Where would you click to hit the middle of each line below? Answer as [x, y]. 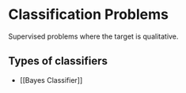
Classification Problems [88, 15]
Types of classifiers [58, 61]
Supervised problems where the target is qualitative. [93, 36]
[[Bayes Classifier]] [51, 80]
